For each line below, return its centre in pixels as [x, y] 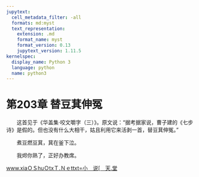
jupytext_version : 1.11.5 [49, 51]
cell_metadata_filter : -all [47, 17]
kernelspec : [21, 56]
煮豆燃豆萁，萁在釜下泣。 [48, 143]
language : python [33, 67]
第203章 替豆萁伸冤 [54, 105]
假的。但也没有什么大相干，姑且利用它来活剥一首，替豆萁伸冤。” [100, 130]
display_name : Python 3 [41, 62]
